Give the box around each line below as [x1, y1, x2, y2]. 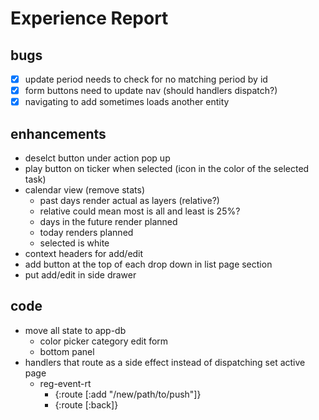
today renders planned [39, 227, 134, 238]
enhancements [10, 125, 107, 142]
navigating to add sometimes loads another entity [24, 96, 230, 108]
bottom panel [39, 345, 95, 357]
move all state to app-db [24, 324, 127, 336]
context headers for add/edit [24, 248, 144, 259]
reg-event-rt [39, 377, 92, 389]
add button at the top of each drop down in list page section [24, 258, 273, 270]
